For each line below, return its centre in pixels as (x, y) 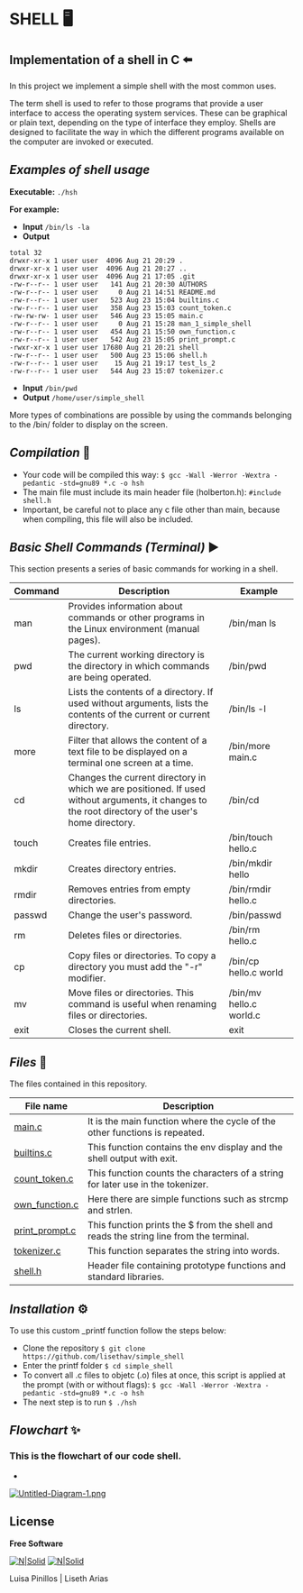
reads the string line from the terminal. (168, 1236)
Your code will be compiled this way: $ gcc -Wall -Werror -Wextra (146, 474)
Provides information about (125, 607)
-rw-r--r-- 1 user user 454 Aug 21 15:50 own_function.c (123, 332)
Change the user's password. (130, 915)
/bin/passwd (255, 915)
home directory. (102, 823)
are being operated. (110, 677)
